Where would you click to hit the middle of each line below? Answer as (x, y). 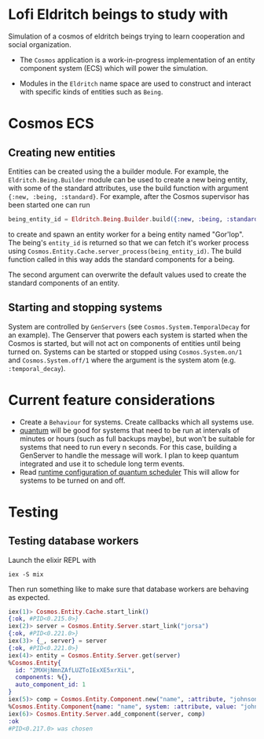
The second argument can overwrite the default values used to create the (127, 274)
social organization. (40, 44)
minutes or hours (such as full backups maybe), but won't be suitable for (137, 439)
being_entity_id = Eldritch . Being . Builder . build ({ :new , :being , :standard (133, 219)
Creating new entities (62, 152)
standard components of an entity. (64, 283)
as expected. (29, 597)
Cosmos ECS (51, 124)
